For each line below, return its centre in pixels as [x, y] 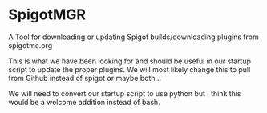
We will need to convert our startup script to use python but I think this [125, 93]
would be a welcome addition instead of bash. [84, 102]
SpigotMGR [47, 15]
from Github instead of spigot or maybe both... [85, 78]
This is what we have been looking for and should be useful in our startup [129, 61]
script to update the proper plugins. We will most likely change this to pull [129, 69]
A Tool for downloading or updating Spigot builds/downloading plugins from [133, 37]
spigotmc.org [30, 45]
